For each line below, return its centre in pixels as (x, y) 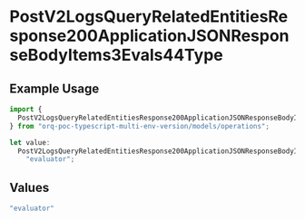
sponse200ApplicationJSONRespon (149, 36)
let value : (30, 142)
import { (26, 110)
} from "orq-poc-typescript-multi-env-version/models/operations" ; (140, 126)
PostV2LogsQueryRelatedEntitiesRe (149, 17)
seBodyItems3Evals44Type (117, 55)
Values (30, 187)
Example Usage (54, 88)
